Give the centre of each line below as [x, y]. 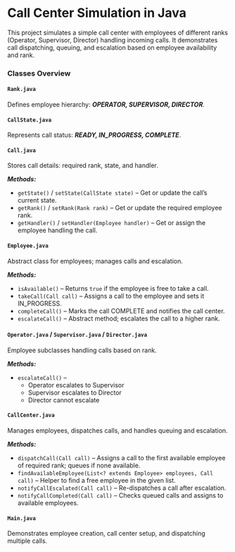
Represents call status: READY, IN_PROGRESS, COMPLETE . [94, 135]
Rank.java [22, 90]
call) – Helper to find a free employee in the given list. [96, 481]
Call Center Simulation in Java [97, 13]
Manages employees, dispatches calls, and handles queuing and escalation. [118, 431]
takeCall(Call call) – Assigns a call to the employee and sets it [111, 296]
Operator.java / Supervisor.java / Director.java [77, 335]
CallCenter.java [31, 415]
